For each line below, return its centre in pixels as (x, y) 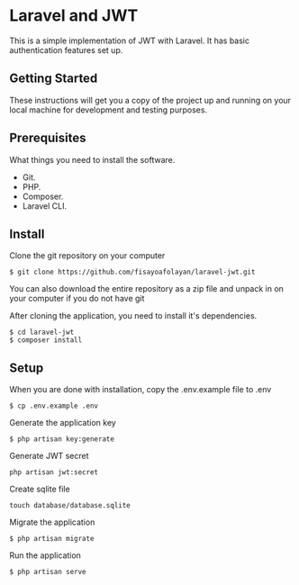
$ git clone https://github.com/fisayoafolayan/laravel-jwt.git (132, 272)
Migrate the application (52, 522)
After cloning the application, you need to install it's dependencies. (133, 316)
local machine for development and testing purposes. (109, 110)
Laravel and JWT (74, 16)
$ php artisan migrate (52, 539)
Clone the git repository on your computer (87, 256)
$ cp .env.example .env (54, 406)
